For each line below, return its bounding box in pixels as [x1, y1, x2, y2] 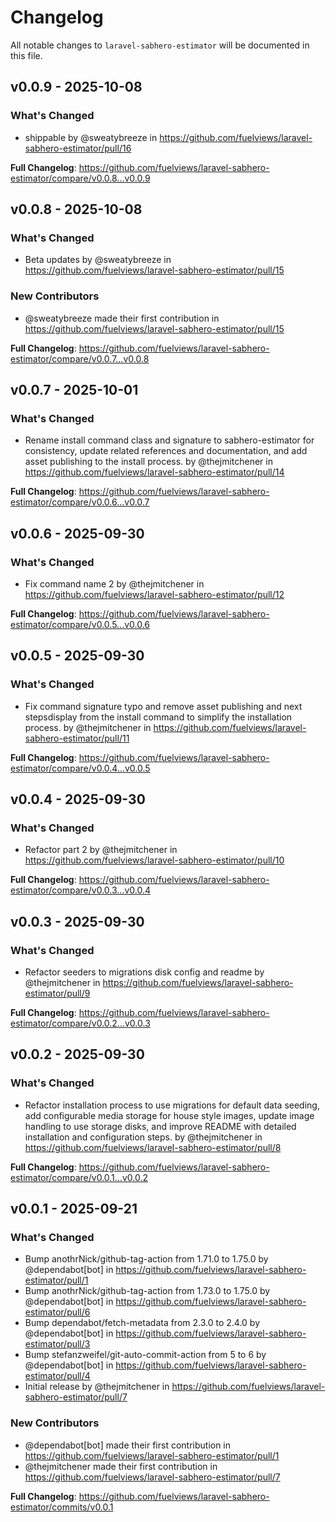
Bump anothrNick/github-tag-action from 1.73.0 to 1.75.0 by [24, 1285, 271, 1297]
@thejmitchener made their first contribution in [24, 1460, 218, 1472]
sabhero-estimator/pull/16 [24, 142, 132, 154]
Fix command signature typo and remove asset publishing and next [24, 700, 303, 712]
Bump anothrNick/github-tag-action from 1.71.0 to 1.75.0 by [24, 1253, 269, 1265]
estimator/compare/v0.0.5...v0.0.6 [10, 618, 151, 630]
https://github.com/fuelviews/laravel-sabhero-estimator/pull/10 [24, 854, 285, 866]
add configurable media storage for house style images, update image [24, 1109, 315, 1121]
